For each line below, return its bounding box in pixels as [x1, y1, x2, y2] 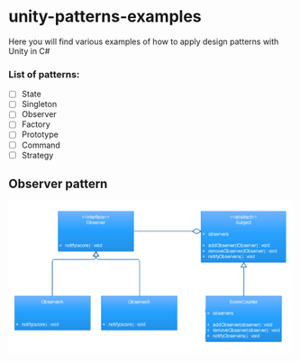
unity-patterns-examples [8, 6, 202, 27]
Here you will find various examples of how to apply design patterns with [8, 36, 279, 47]
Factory [21, 119, 50, 130]
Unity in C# [8, 45, 50, 56]
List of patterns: [8, 68, 80, 80]
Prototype [21, 129, 59, 140]
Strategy [21, 149, 54, 160]
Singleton [21, 99, 58, 110]
